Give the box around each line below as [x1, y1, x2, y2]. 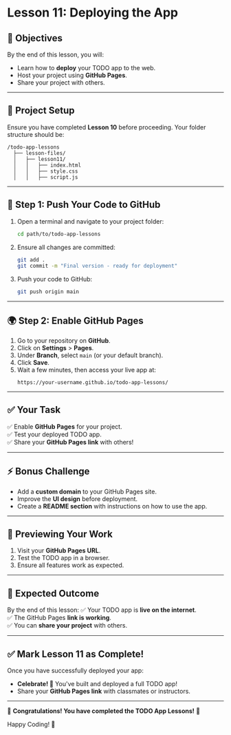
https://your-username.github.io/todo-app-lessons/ [16, 379, 168, 386]
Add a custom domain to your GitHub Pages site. [16, 487, 157, 496]
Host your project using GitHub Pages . [16, 71, 127, 79]
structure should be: [7, 130, 65, 138]
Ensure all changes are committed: [16, 243, 115, 251]
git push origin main [16, 288, 79, 295]
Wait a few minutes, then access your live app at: [16, 365, 157, 374]
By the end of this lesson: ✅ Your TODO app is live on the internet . [7, 606, 197, 614]
